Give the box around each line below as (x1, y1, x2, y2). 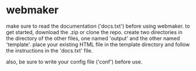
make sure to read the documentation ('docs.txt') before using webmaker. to (6, 23, 190, 29)
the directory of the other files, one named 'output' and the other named (6, 35, 180, 42)
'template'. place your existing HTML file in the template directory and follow (6, 41, 190, 48)
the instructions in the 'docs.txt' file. (6, 47, 93, 54)
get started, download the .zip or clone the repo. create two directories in (6, 28, 183, 35)
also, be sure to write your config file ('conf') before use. (6, 58, 143, 65)
